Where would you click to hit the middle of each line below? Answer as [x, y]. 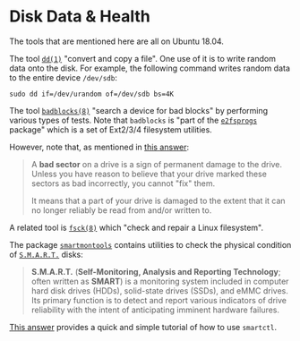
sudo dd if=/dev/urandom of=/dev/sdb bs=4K [92, 94]
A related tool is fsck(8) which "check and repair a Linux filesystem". [137, 227]
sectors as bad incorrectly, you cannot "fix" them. [123, 183]
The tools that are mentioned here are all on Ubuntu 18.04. [116, 41]
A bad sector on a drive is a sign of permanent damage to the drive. [157, 164]
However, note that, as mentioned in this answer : [99, 147]
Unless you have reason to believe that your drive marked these [149, 174]
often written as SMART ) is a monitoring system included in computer [160, 281]
